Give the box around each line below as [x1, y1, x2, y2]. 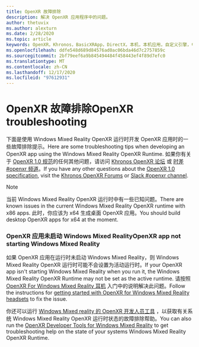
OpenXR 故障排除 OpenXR [6, 102, 134, 116]
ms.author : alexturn [6, 25, 57, 31]
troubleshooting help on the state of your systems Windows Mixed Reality [6, 328, 187, 335]
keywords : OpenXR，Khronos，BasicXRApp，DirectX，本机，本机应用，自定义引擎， [6, 42, 192, 48]
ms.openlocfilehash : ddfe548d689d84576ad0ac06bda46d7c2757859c [6, 47, 166, 53]
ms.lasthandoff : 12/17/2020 [6, 69, 76, 75]
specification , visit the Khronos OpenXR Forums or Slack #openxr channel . [6, 172, 188, 179]
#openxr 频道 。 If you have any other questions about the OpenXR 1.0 [6, 165, 175, 173]
